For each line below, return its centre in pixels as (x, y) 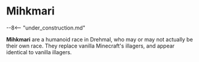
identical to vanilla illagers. (39, 52)
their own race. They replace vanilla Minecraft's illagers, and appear (90, 46)
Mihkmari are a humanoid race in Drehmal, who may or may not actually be (100, 39)
